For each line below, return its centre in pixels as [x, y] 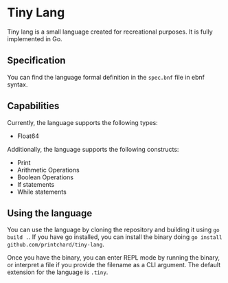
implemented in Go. [35, 38]
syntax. [18, 84]
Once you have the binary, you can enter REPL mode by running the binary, [114, 258]
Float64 [28, 136]
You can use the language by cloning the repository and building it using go [113, 230]
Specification [36, 61]
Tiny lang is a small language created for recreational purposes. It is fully [110, 32]
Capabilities [33, 106]
